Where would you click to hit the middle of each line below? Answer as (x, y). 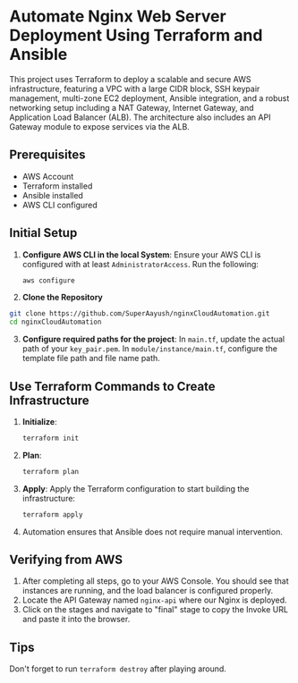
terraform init (51, 438)
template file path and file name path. (91, 358)
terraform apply (52, 514)
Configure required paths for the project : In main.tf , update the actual (153, 339)
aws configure (48, 280)
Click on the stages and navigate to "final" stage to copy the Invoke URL (155, 610)
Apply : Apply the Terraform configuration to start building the (136, 488)
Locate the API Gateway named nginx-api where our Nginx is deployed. (155, 600)
